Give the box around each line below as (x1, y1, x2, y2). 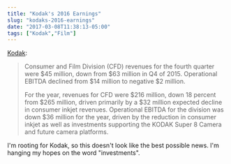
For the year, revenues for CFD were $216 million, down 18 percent (24, 91, 216, 99)
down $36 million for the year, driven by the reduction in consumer (24, 113, 216, 121)
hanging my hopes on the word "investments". (7, 149, 141, 157)
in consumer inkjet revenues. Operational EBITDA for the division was (24, 105, 225, 114)
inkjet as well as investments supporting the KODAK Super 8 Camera (24, 120, 222, 129)
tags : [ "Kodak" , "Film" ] (7, 29, 77, 37)
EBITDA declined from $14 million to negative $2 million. (24, 77, 186, 86)
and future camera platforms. (24, 128, 109, 136)
